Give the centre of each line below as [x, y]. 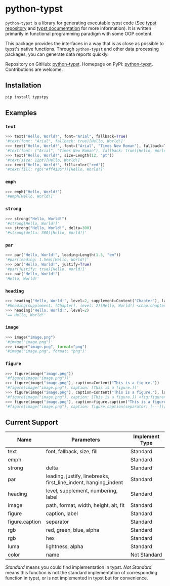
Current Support [32, 422]
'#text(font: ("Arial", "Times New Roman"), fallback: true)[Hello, [79, 151]
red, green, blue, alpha [73, 530]
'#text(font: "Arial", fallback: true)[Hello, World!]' [65, 141]
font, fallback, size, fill [72, 452]
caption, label [62, 514]
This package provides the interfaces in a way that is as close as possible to [84, 43]
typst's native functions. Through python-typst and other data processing [82, 49]
